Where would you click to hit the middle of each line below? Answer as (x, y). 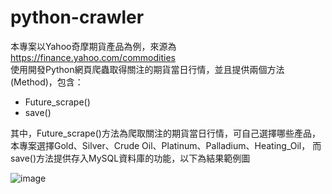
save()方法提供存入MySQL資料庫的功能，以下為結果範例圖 (130, 158)
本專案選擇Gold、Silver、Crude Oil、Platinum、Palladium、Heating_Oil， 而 (166, 145)
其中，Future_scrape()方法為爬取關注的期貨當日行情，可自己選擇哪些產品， (165, 133)
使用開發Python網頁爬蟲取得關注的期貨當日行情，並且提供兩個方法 (147, 69)
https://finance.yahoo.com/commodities (93, 57)
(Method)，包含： (47, 82)
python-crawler (77, 17)
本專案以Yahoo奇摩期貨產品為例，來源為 (93, 46)
